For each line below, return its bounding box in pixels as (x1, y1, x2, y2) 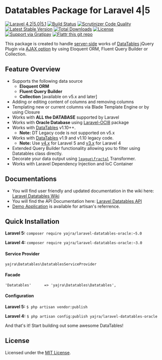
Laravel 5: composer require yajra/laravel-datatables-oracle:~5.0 (5, 230, 142, 236)
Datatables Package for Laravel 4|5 (5, 5, 150, 16)
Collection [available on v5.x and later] (19, 93, 97, 99)
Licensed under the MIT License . (5, 349, 71, 355)
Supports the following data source (12, 78, 83, 84)
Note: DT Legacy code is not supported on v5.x (19, 129, 115, 136)
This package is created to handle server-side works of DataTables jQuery (5, 40, 154, 46)
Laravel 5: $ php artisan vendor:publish (5, 304, 88, 309)
